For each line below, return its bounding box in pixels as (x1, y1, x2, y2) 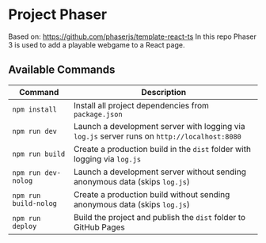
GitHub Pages (74, 222, 125, 233)
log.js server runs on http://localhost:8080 (74, 131, 241, 142)
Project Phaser (8, 6, 108, 24)
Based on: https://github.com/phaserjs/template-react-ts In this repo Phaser (8, 32, 257, 41)
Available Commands (8, 63, 116, 77)
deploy (12, 222, 37, 230)
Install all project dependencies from (74, 100, 210, 111)
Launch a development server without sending (74, 166, 247, 177)
